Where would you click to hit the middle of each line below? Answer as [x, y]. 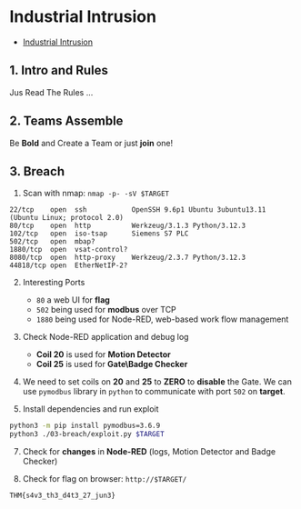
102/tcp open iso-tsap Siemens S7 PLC [99, 234]
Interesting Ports [54, 283]
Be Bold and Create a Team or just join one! [91, 143]
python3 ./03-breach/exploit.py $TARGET [87, 434]
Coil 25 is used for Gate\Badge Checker [112, 364]
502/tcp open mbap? [52, 242]
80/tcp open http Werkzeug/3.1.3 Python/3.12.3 [128, 226]
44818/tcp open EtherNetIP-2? [69, 265]
